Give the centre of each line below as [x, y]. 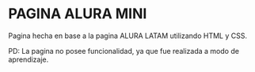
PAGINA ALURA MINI [78, 14]
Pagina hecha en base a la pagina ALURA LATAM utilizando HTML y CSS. [128, 36]
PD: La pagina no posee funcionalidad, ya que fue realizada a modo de [124, 51]
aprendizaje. [29, 59]
